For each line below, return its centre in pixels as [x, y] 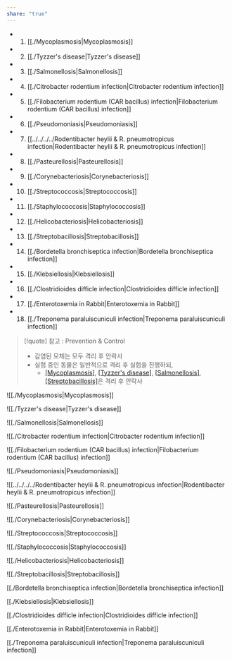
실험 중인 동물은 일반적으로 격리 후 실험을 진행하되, [104, 365]
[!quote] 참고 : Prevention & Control [75, 341]
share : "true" [27, 14]
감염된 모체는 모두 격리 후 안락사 [78, 356]
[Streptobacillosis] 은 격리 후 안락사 [94, 381]
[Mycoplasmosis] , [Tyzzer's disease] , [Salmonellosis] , [123, 372]
